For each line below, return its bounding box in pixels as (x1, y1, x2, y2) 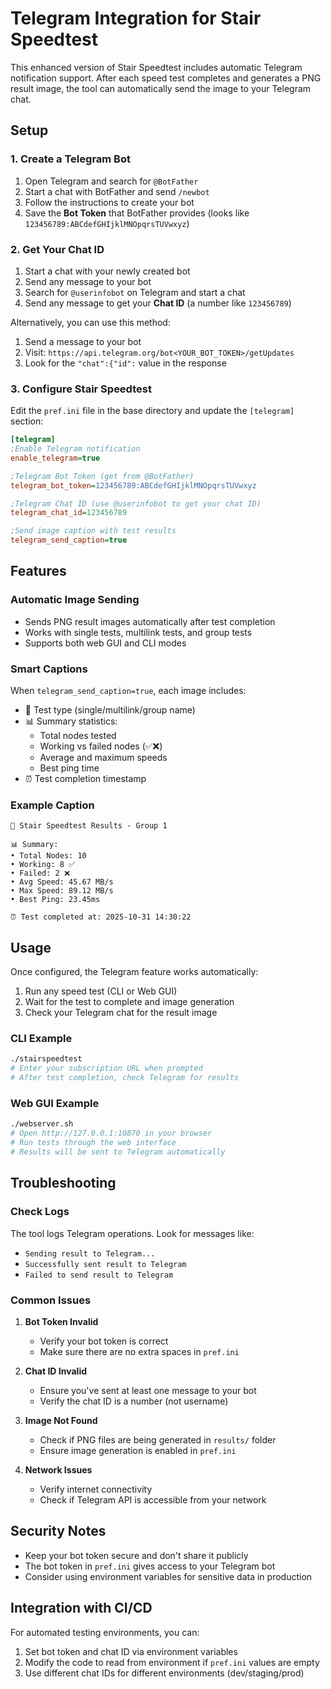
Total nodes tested (39, 730, 117, 742)
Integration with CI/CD (10, 1600, 153, 1617)
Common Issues (10, 1293, 92, 1307)
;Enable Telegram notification (10, 444, 141, 454)
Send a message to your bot (24, 335, 142, 347)
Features (10, 563, 67, 580)
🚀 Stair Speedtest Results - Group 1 (10, 821, 168, 831)
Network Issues (24, 1463, 93, 1476)
